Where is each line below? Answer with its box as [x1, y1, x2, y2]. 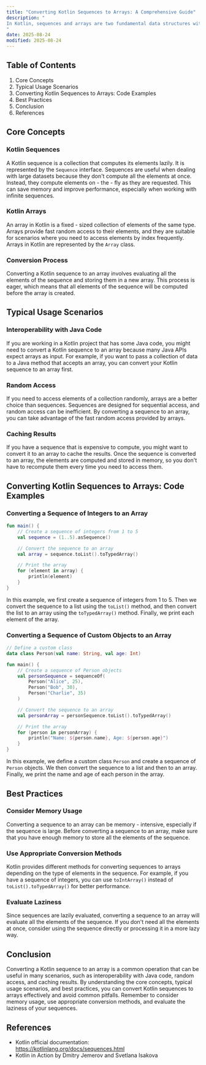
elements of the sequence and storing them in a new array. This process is [6, 277, 195, 284]
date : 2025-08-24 [6, 32, 51, 38]
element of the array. [6, 615, 59, 623]
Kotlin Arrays [6, 207, 47, 215]
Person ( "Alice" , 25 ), [28, 679, 84, 685]
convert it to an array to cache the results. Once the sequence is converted [6, 450, 196, 458]
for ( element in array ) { [17, 568, 84, 574]
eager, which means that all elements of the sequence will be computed [6, 283, 188, 290]
